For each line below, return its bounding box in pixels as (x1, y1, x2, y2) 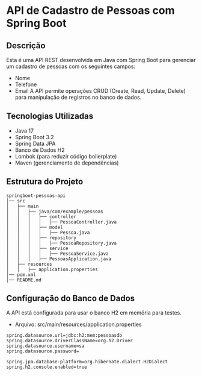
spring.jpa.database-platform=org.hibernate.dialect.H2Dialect (6, 359, 168, 365)
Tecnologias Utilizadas (6, 111, 94, 121)
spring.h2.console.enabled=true (6, 364, 87, 371)
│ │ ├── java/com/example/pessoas (6, 208, 103, 215)
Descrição (6, 40, 46, 51)
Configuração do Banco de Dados (6, 293, 135, 304)
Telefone (14, 81, 37, 88)
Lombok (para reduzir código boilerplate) (14, 152, 117, 160)
